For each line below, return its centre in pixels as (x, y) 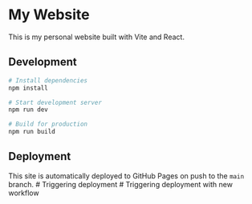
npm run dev (28, 110)
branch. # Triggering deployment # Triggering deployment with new (120, 184)
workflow (24, 193)
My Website (49, 15)
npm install (28, 88)
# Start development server (55, 102)
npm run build (32, 132)
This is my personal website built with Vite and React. (96, 37)
